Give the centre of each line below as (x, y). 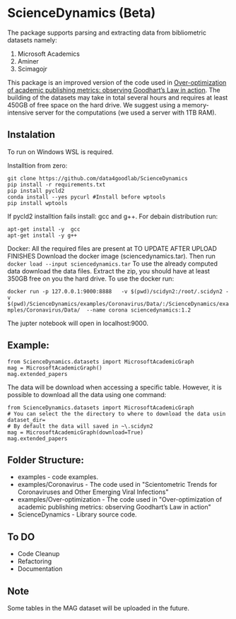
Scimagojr (32, 69)
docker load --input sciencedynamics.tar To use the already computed (112, 264)
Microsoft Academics (48, 54)
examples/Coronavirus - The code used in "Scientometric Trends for (117, 485)
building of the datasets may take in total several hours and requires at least (118, 98)
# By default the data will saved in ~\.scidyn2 (80, 426)
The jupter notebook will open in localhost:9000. (78, 323)
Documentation (40, 569)
